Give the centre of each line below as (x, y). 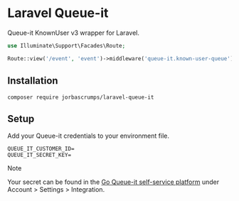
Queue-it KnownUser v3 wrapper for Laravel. (74, 33)
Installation (33, 81)
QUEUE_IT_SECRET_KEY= (39, 155)
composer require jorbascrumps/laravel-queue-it (81, 97)
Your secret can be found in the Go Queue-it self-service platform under (113, 182)
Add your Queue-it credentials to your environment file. (88, 136)
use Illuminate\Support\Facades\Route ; (67, 45)
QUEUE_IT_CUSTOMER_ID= (41, 149)
